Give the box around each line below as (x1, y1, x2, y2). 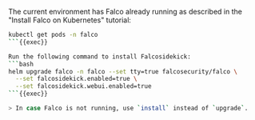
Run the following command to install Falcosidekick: (8, 52, 192, 61)
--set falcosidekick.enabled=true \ (15, 75, 137, 83)
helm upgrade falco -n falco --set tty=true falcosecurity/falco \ (8, 67, 238, 75)
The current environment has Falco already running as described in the (8, 7, 242, 16)
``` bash (8, 60, 34, 68)
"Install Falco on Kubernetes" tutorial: (8, 15, 132, 25)
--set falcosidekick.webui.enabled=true (15, 82, 152, 90)
